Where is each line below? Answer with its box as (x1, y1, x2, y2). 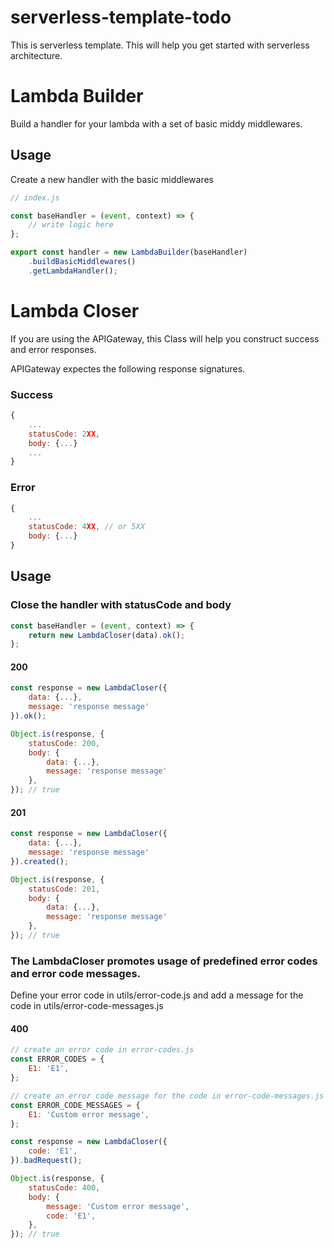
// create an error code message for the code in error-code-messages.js (10, 1091, 325, 1101)
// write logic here (28, 220, 114, 230)
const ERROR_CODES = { (10, 1054, 105, 1065)
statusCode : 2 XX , (28, 429, 101, 439)
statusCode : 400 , (28, 1182, 101, 1193)
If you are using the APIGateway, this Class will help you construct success (10, 332, 320, 345)
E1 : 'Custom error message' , (28, 1109, 150, 1120)
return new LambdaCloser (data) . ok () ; (28, 630, 186, 640)
